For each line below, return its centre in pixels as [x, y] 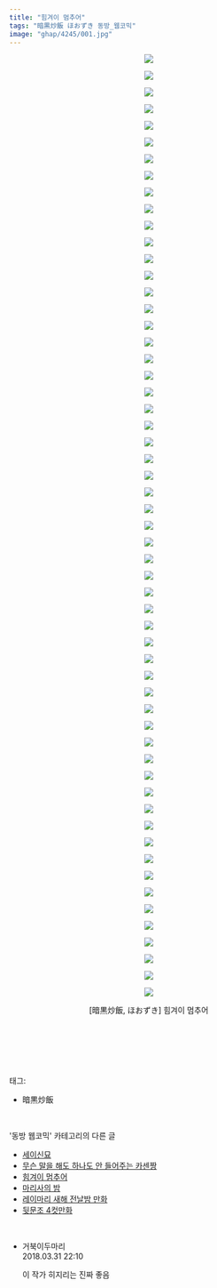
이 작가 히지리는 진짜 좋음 [66, 1275]
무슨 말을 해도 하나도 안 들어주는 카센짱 [89, 1166]
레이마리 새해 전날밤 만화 [65, 1199]
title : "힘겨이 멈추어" [47, 17]
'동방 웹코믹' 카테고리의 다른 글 [62, 1136]
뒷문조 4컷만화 [47, 1211]
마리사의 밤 [41, 1188]
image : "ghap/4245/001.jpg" [61, 34]
